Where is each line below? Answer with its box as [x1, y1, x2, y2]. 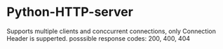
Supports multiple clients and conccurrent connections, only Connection [6, 27, 217, 35]
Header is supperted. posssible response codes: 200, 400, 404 [6, 34, 191, 42]
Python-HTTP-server [6, 4, 134, 20]
